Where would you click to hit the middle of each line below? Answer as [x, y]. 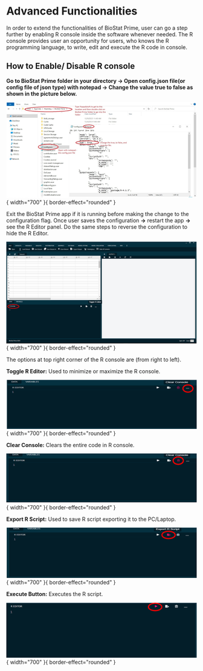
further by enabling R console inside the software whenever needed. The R [100, 34]
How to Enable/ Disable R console [71, 66]
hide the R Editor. [27, 234]
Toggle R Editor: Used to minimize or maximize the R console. [83, 372]
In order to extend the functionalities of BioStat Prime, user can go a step [97, 28]
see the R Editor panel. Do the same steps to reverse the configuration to [97, 227]
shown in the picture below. [42, 93]
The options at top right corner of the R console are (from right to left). [94, 360]
